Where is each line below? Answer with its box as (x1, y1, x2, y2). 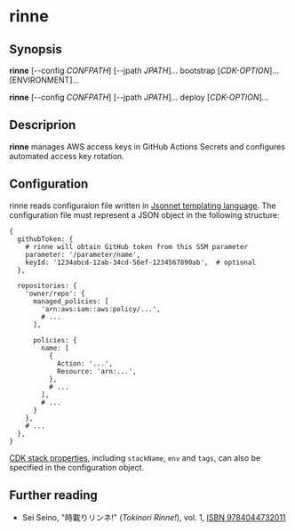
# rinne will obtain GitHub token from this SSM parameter (25, 242, 249, 251)
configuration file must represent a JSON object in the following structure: (9, 209, 280, 220)
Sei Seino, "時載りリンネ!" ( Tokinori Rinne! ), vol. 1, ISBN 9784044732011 (21, 512, 286, 523)
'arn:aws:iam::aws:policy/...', (41, 304, 162, 313)
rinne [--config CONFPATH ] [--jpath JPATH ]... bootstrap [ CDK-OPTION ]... (9, 65, 280, 76)
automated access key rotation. (9, 150, 124, 161)
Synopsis (9, 42, 62, 57)
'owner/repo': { (25, 289, 86, 298)
